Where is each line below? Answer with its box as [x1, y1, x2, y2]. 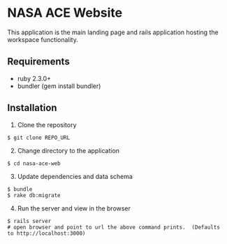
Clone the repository [17, 120, 77, 129]
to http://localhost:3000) [7, 229, 86, 237]
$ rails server [7, 217, 52, 224]
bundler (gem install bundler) [17, 82, 101, 90]
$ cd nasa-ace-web [7, 159, 61, 167]
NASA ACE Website [7, 5, 123, 21]
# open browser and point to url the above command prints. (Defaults [7, 224, 220, 231]
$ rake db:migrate [7, 192, 61, 199]
